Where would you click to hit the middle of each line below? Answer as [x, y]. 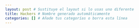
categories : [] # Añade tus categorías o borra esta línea [66, 18]
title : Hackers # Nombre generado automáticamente [58, 14]
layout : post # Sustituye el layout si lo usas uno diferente [69, 9]
